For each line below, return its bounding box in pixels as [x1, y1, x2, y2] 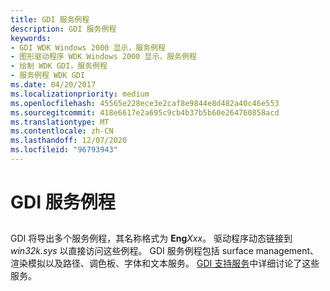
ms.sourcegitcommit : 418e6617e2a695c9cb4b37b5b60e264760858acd [10, 107, 280, 118]
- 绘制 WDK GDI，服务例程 [10, 61, 108, 71]
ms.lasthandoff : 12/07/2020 [10, 136, 128, 146]
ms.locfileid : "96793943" [10, 145, 118, 155]
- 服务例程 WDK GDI [10, 71, 86, 81]
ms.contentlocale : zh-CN [10, 126, 114, 136]
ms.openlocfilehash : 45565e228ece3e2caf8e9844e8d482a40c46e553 [10, 98, 280, 108]
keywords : [10, 33, 52, 43]
